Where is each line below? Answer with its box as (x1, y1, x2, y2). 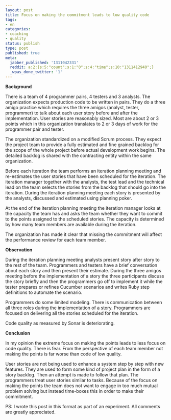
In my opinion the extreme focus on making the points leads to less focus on (5, 340, 166, 346)
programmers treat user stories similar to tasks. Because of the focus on (5, 377, 158, 383)
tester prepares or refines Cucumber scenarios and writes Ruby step (5, 284, 150, 290)
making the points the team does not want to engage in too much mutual (5, 383, 158, 389)
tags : (5, 17, 17, 22)
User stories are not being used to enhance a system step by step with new (5, 361, 164, 367)
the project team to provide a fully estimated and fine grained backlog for (5, 142, 159, 148)
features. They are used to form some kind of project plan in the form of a (5, 366, 160, 372)
